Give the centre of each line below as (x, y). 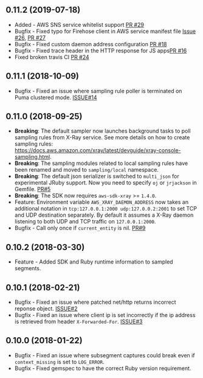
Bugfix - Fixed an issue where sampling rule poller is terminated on (98, 91)
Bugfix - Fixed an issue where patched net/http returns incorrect (95, 302)
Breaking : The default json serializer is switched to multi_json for (97, 177)
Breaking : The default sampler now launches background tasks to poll (102, 131)
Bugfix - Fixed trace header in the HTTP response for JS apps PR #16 (101, 51)
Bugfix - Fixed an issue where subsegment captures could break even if (105, 355)
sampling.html (32, 157)
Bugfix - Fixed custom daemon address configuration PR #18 (91, 44)
